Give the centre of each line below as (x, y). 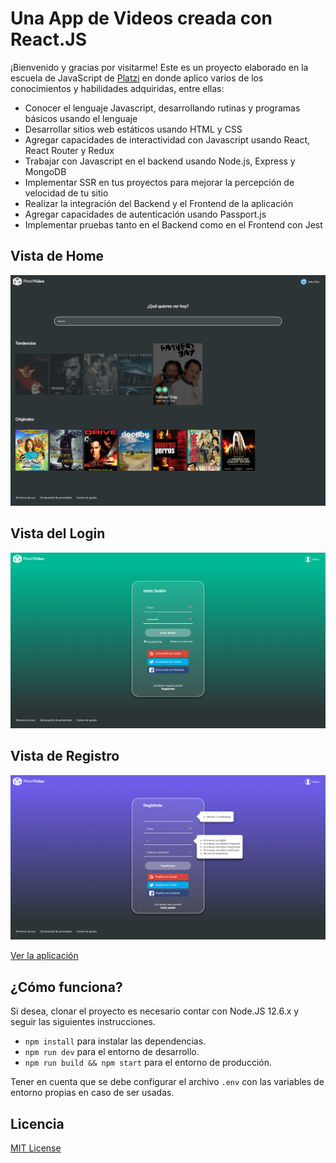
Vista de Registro (65, 756)
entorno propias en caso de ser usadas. (92, 1093)
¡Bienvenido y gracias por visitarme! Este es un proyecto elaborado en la (159, 67)
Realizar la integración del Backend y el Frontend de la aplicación (159, 203)
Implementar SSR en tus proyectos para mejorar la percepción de (159, 182)
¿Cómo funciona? (66, 987)
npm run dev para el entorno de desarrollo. (112, 1052)
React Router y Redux (69, 150)
